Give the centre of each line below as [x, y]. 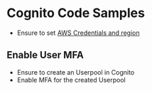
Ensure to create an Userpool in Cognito [76, 72]
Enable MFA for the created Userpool [71, 80]
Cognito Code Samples [76, 13]
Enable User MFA [45, 55]
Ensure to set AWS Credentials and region [78, 33]
